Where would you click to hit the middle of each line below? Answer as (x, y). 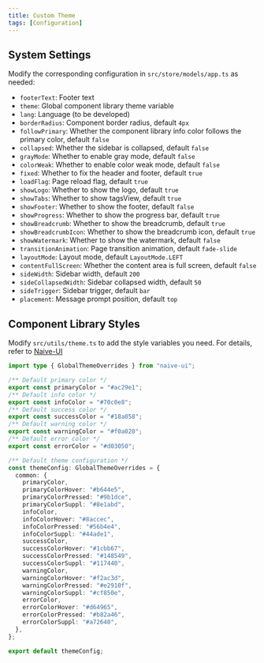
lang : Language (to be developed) (74, 115)
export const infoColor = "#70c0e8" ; (70, 402)
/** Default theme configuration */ (68, 460)
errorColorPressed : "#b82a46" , (74, 615)
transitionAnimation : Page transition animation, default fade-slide (128, 249)
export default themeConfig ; (56, 651)
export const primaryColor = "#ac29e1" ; (76, 387)
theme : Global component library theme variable (97, 106)
